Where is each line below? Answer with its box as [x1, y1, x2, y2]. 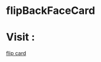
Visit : [6, 31, 35, 44]
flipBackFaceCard [6, 4, 96, 17]
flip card [6, 50, 26, 57]
